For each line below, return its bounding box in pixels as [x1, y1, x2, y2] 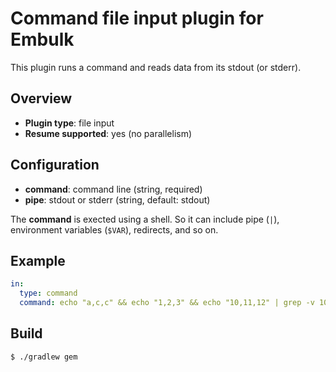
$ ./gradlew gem [10, 352, 78, 362]
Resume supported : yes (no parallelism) [24, 127, 193, 139]
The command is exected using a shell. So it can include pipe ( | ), [10, 213, 280, 225]
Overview [10, 90, 73, 107]
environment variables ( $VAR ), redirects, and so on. [10, 223, 219, 236]
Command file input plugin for [10, 7, 264, 30]
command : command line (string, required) [24, 183, 203, 195]
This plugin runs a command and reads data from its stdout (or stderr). [10, 61, 302, 73]
